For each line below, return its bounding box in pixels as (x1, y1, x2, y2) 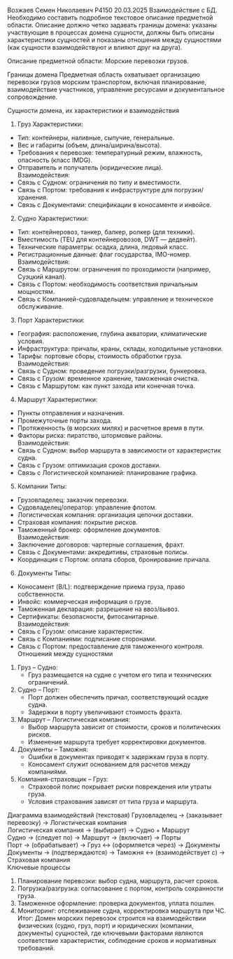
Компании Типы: (17, 482, 67, 490)
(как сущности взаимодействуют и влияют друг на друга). (7, 43, 183, 51)
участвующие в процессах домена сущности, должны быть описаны (7, 28, 215, 36)
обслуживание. (17, 302, 64, 311)
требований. (17, 944, 55, 952)
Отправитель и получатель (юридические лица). (17, 163, 163, 171)
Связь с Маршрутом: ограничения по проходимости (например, (17, 265, 211, 273)
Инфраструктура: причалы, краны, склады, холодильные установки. (17, 344, 223, 353)
